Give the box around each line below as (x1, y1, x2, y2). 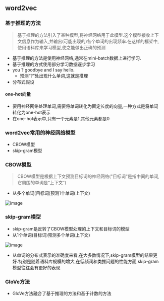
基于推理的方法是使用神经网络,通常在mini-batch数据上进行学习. (12, 55, 141, 61)
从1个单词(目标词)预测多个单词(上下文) (12, 232, 90, 238)
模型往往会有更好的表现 (12, 264, 60, 270)
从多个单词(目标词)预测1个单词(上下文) (12, 190, 90, 196)
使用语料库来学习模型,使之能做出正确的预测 (17, 44, 106, 50)
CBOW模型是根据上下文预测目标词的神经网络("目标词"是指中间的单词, (17, 173, 160, 179)
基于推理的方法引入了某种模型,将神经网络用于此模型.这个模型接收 (17, 32, 150, 38)
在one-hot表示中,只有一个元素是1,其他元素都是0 (12, 115, 110, 121)
